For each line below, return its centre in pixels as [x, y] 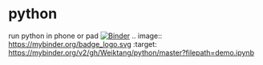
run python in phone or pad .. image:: [85, 36]
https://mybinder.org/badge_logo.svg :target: [83, 44]
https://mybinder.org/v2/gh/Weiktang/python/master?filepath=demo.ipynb [131, 52]
